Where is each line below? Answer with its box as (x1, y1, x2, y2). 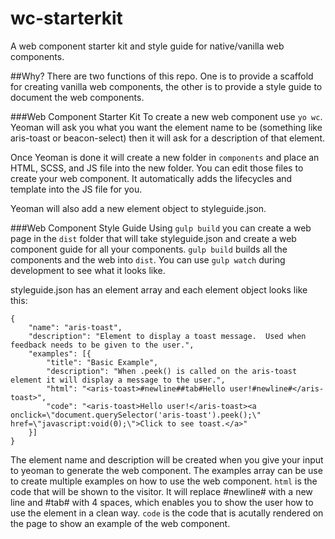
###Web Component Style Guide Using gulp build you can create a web (10, 222, 312, 234)
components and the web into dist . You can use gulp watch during (10, 253, 286, 266)
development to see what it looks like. (10, 264, 166, 276)
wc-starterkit (10, 7, 123, 30)
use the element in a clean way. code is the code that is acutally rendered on (10, 507, 324, 519)
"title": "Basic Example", (46, 357, 159, 367)
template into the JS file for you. (10, 183, 143, 195)
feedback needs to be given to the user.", (10, 340, 195, 350)
